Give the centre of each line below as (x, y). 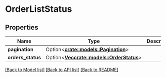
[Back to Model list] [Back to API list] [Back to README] (62, 70)
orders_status (24, 58)
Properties (22, 27)
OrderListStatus (39, 9)
